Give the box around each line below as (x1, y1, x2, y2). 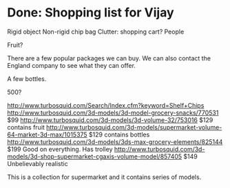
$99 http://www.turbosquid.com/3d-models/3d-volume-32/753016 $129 (7, 115, 213, 124)
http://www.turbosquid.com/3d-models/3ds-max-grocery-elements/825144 (7, 137, 223, 145)
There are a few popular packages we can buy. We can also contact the (7, 54, 211, 62)
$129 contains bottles (88, 130, 150, 139)
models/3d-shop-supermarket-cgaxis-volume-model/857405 (7, 152, 182, 161)
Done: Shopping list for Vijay (7, 5, 174, 21)
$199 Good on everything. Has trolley (7, 145, 113, 153)
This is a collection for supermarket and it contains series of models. (7, 173, 202, 181)
